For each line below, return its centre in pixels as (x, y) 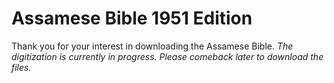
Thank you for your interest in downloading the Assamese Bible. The (152, 46)
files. (21, 67)
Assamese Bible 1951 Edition (132, 18)
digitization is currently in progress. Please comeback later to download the (167, 56)
